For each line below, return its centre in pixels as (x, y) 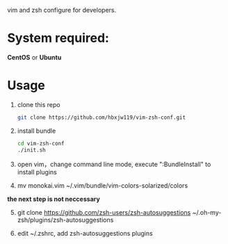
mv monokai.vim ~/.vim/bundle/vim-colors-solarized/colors (103, 185)
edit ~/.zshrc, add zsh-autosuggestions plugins (85, 233)
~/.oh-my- (207, 212)
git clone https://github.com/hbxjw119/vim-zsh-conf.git (101, 117)
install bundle (36, 131)
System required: (58, 38)
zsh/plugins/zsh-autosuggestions (65, 220)
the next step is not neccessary (54, 199)
